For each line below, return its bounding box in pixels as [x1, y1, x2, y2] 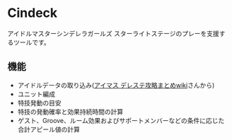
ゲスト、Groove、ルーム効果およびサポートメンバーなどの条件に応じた [17, 116, 225, 124]
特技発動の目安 [17, 98, 62, 107]
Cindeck [7, 5, 58, 21]
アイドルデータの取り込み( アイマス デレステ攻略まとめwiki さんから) [17, 81, 215, 89]
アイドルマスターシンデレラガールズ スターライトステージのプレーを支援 [7, 29, 219, 37]
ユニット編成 [17, 90, 55, 98]
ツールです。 [13, 37, 51, 47]
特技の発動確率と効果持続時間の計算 [17, 107, 124, 116]
